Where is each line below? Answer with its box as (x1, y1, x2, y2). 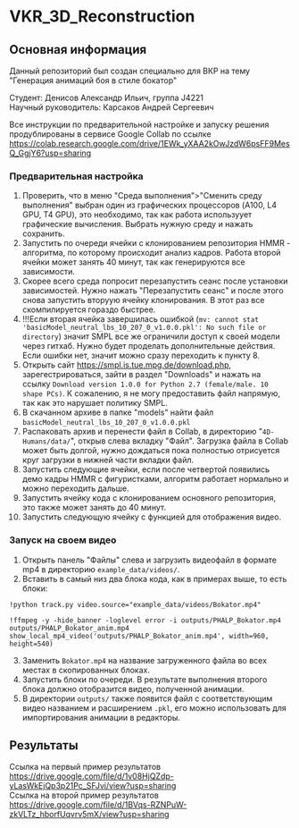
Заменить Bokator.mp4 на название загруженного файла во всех (21, 655, 268, 665)
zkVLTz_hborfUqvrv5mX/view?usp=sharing (9, 809, 170, 820)
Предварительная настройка (9, 170, 145, 182)
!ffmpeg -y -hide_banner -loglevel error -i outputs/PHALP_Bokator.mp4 (9, 615, 281, 625)
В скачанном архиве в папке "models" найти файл (21, 407, 214, 418)
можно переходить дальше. (21, 483, 129, 494)
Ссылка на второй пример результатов (9, 790, 159, 801)
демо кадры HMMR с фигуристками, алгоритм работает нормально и (21, 474, 289, 485)
